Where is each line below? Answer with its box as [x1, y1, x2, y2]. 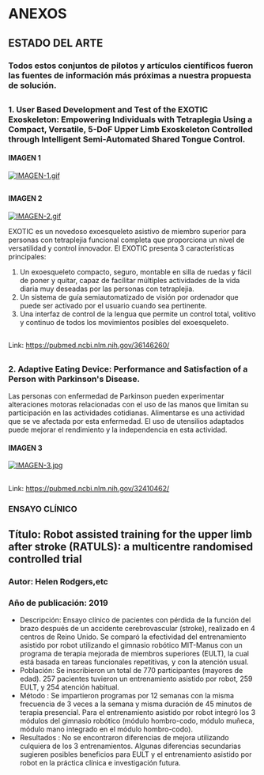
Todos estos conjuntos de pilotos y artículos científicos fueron [8, 60, 254, 71]
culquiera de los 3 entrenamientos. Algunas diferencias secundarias [19, 741, 241, 751]
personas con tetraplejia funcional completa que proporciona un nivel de [8, 235, 245, 245]
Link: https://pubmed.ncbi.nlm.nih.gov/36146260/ [8, 341, 170, 350]
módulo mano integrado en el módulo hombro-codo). [19, 724, 194, 734]
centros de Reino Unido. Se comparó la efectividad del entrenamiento [19, 632, 247, 641]
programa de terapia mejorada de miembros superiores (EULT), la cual [19, 649, 250, 659]
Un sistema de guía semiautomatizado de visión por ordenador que [19, 293, 239, 302]
